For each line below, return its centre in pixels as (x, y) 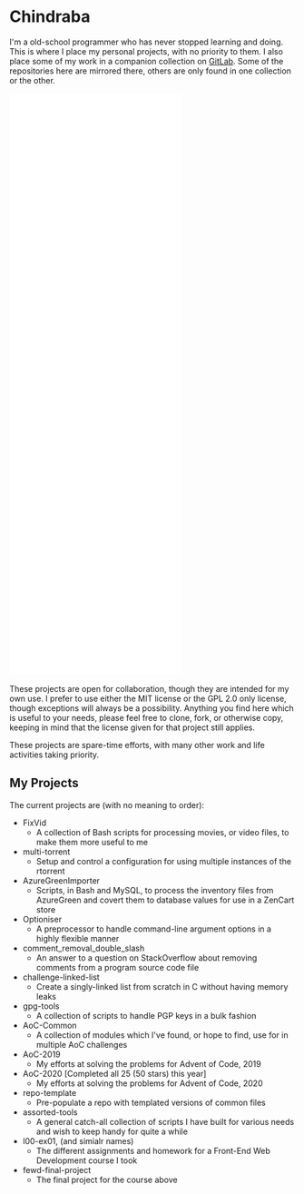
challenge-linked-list (61, 977)
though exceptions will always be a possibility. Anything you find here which (152, 708)
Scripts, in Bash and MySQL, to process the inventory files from (155, 890)
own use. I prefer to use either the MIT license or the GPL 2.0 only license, (148, 698)
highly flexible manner (78, 938)
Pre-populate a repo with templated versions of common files (151, 1102)
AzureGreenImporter (61, 880)
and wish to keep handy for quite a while (112, 1131)
